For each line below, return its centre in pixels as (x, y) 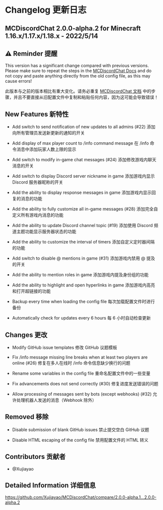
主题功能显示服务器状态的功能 (46, 231)
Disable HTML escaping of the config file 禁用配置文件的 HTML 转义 (80, 440)
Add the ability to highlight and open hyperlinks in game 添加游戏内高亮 (83, 285)
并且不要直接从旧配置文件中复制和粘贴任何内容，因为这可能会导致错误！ (86, 97)
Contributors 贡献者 (35, 457)
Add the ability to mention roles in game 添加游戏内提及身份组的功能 (80, 275)
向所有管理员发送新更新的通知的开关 (48, 133)
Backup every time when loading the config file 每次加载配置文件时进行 (83, 302)
